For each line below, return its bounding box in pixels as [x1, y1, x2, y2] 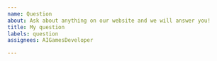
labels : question [7, 30, 59, 38]
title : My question [7, 23, 65, 30]
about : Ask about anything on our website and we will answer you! [7, 17, 211, 24]
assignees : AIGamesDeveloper [7, 37, 94, 44]
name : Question [7, 10, 52, 18]
